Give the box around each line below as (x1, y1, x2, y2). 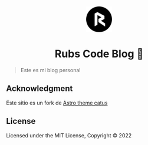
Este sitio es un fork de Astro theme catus (6, 99, 108, 106)
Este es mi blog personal (20, 66, 81, 73)
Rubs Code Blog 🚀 (54, 48, 144, 60)
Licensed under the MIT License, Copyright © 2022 (6, 131, 132, 139)
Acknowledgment (6, 83, 73, 94)
